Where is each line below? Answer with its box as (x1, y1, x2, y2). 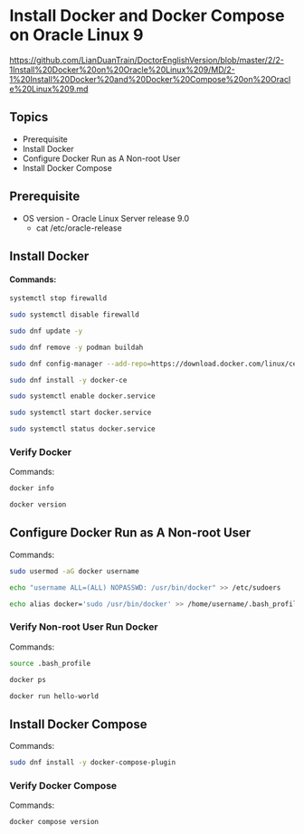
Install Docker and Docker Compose (9, 5, 285, 26)
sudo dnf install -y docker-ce (9, 375, 128, 384)
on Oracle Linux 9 (9, 24, 144, 45)
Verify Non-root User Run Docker (9, 621, 158, 633)
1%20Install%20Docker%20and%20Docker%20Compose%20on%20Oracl (9, 73, 291, 84)
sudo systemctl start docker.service (9, 408, 152, 417)
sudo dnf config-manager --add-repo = (9, 359, 152, 368)
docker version (9, 500, 67, 509)
